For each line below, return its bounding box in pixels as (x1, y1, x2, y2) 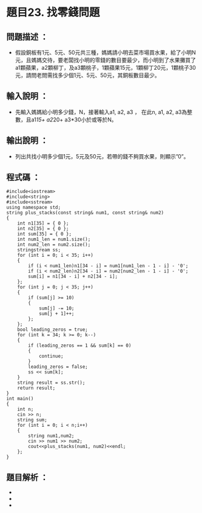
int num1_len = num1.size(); (17, 236, 91, 243)
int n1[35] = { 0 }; (17, 220, 69, 226)
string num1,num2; (28, 433, 75, 439)
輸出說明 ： (6, 135, 49, 146)
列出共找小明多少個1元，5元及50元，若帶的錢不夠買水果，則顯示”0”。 (15, 152, 189, 160)
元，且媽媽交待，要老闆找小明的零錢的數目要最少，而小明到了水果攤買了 (15, 56, 196, 64)
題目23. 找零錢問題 (6, 5, 100, 19)
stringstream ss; (17, 247, 61, 253)
